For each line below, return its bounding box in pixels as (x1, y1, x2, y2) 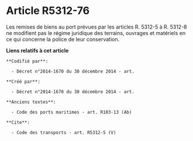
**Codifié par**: (6, 58, 49, 64)
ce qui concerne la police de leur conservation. (6, 36, 120, 43)
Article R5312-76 (6, 4, 89, 17)
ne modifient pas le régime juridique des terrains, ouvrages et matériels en (6, 29, 186, 36)
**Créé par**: (6, 79, 41, 84)
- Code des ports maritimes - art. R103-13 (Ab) (11, 109, 132, 115)
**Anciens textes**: (6, 99, 57, 105)
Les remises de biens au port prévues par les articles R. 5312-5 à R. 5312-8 (6, 23, 187, 30)
